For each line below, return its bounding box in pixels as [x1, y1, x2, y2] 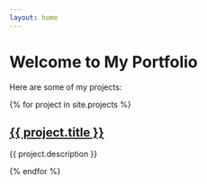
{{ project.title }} [9, 125, 105, 140]
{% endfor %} [9, 166, 61, 177]
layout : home [9, 13, 58, 22]
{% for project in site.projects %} [9, 99, 132, 110]
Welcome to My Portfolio [9, 51, 198, 72]
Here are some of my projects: [9, 82, 122, 92]
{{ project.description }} [9, 149, 98, 160]
